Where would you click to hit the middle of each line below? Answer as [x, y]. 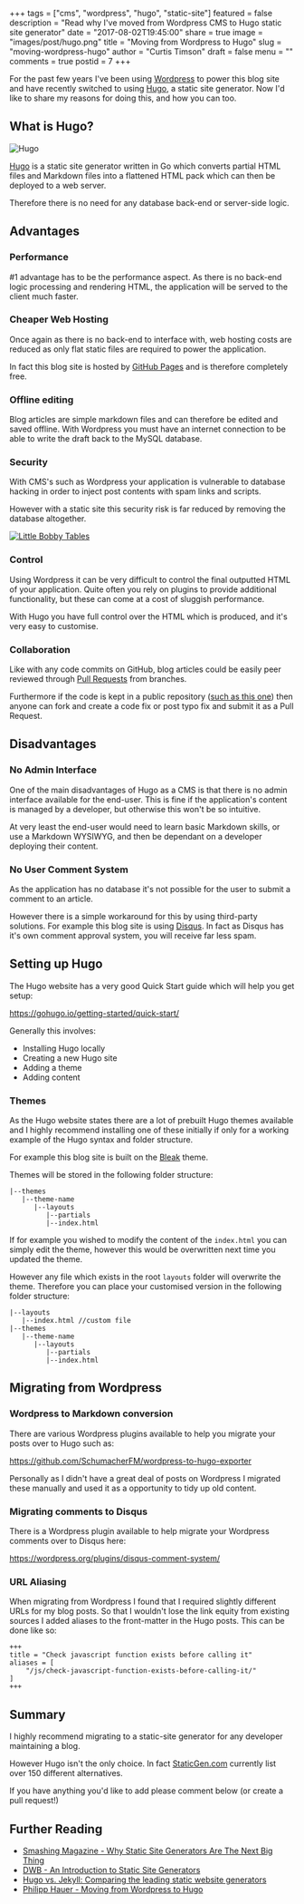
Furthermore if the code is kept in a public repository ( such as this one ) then [152, 696]
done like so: [33, 1630]
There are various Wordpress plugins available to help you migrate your [142, 1433]
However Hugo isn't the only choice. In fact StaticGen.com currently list [143, 1763]
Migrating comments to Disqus [78, 1511]
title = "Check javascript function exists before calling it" [131, 1655]
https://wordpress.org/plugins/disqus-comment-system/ [114, 1559]
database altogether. [48, 519]
